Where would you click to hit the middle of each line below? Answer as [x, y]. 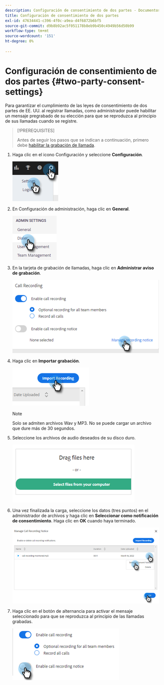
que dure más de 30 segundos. [44, 428]
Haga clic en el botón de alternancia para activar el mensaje [72, 611]
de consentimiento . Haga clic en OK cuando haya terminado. [74, 520]
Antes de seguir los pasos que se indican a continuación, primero [83, 140]
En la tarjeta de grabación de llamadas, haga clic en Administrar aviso [83, 268]
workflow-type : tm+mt [27, 31]
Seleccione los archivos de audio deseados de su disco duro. [74, 437]
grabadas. [22, 621]
